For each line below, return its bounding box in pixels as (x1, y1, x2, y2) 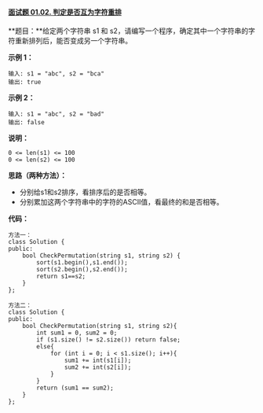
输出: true (8, 79, 42, 87)
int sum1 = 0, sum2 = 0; (36, 329, 118, 337)
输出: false (8, 119, 45, 127)
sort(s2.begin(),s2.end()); (36, 266, 128, 274)
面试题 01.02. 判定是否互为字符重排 (8, 7, 122, 17)
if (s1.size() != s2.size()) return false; (36, 336, 181, 344)
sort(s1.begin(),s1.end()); (36, 259, 128, 267)
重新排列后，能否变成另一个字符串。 (14, 36, 132, 46)
